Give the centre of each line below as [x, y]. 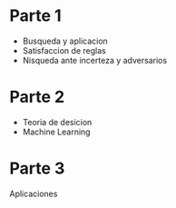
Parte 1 [35, 16]
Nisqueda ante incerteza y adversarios [95, 60]
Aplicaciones [34, 193]
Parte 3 [37, 168]
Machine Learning [56, 132]
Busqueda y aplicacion [65, 41]
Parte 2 [37, 97]
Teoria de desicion [57, 122]
